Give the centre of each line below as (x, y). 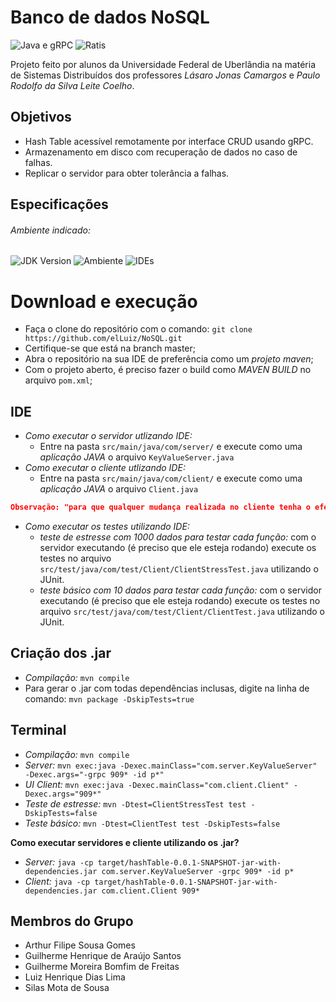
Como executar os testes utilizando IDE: (107, 526)
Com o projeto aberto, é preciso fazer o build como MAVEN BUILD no (168, 370)
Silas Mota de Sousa (67, 988)
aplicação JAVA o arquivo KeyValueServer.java (137, 457)
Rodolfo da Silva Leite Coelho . (72, 85)
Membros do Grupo (72, 921)
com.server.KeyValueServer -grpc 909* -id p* (198, 871)
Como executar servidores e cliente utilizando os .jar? (125, 842)
